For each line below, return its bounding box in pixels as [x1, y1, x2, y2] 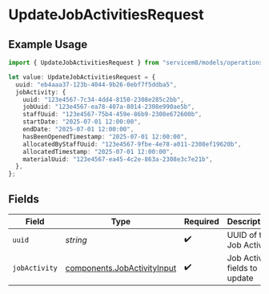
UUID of [227, 229, 258, 240]
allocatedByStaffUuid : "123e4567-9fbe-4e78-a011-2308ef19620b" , [22, 140, 242, 148]
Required [183, 215, 220, 227]
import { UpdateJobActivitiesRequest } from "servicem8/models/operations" [8, 58, 267, 66]
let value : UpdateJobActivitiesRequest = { [8, 73, 156, 81]
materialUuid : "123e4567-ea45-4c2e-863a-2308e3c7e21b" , [22, 155, 214, 163]
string [65, 234, 88, 245]
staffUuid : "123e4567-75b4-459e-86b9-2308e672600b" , [22, 111, 203, 119]
